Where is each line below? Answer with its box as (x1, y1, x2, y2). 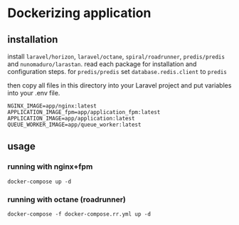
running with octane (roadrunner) (7, 194, 127, 204)
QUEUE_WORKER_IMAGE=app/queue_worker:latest (7, 121, 142, 128)
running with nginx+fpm (7, 162, 93, 172)
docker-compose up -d (7, 178, 72, 185)
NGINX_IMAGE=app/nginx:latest (7, 103, 97, 110)
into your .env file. (7, 89, 60, 97)
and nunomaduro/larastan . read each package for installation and (7, 60, 197, 68)
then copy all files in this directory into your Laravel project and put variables (7, 81, 232, 90)
